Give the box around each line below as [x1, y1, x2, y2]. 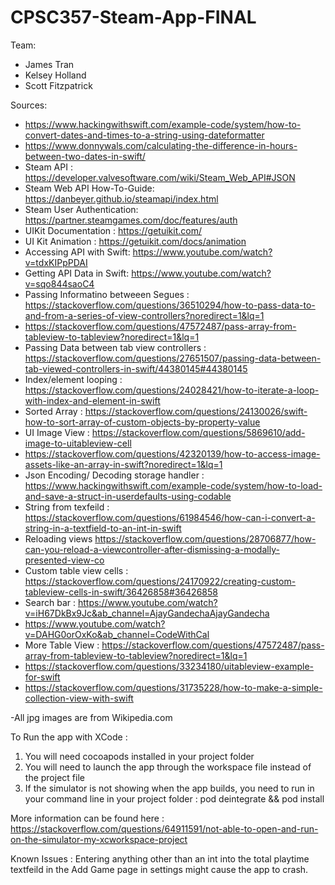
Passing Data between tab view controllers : [24, 341, 207, 353]
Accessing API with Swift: [24, 246, 131, 258]
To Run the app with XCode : [10, 731, 128, 743]
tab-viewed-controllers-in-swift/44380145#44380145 [24, 362, 248, 375]
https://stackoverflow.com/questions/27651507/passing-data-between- [24, 352, 322, 364]
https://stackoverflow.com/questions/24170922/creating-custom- [24, 575, 297, 587]
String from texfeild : [24, 501, 110, 513]
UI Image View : [24, 426, 90, 438]
